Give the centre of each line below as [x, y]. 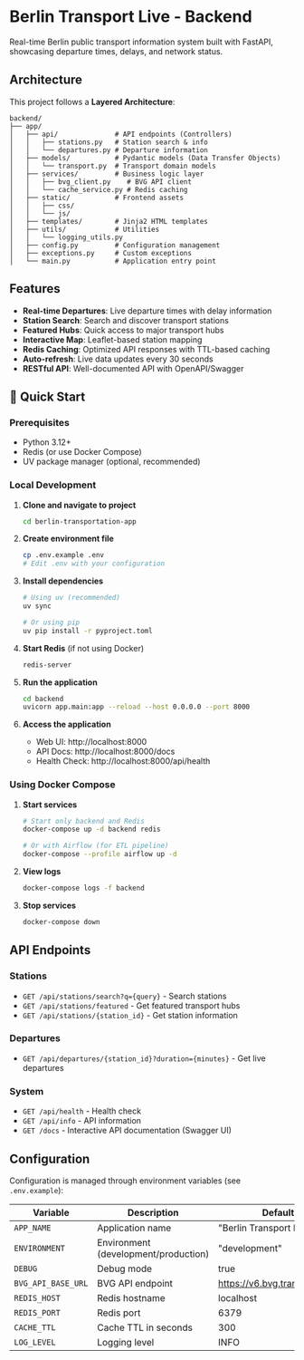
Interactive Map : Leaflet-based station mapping [112, 339]
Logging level [125, 1342]
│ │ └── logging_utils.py [66, 237]
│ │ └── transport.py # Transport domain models [113, 166]
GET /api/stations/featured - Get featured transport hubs [131, 1005]
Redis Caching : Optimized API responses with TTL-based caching [146, 349]
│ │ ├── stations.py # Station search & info [109, 142]
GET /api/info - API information [82, 1121]
